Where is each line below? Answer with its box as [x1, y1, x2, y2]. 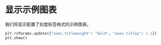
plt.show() [5, 35, 27, 40]
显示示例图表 [5, 4, 57, 15]
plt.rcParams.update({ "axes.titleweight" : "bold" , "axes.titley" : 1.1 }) [5, 31, 157, 36]
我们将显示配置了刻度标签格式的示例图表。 [5, 21, 91, 27]
